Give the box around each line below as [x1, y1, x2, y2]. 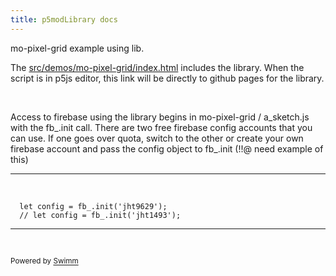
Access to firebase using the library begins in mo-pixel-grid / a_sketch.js [10, 111, 310, 123]
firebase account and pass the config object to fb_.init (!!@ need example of [10, 142, 324, 155]
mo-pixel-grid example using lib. [10, 42, 145, 54]
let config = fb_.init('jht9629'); [19, 201, 168, 211]
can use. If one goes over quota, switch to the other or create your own [10, 132, 304, 144]
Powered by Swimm [10, 256, 79, 266]
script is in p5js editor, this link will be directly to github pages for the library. [10, 72, 325, 84]
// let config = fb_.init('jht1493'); [19, 210, 182, 220]
